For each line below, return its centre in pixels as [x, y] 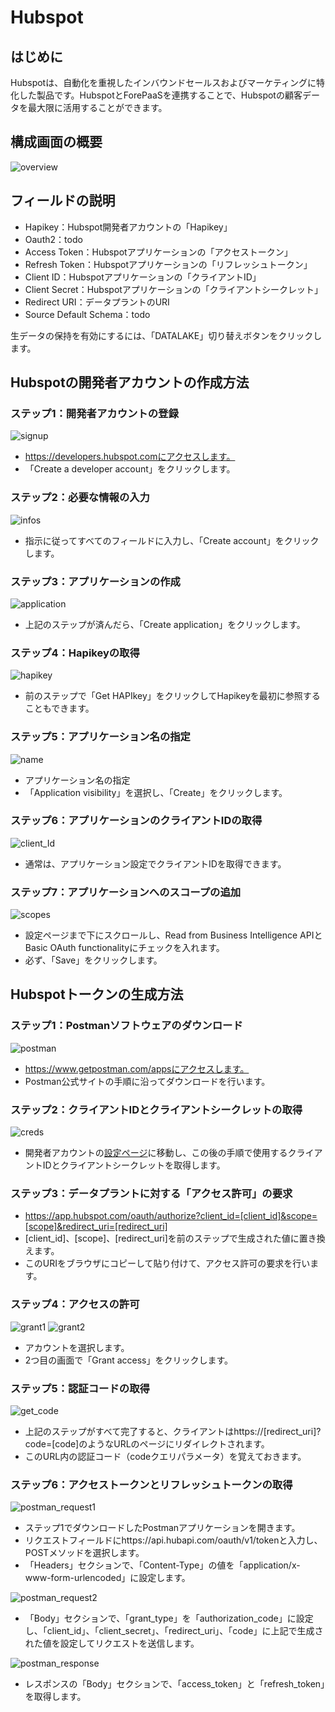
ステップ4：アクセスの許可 [75, 1304]
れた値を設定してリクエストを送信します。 [112, 1643]
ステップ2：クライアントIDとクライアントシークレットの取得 [156, 1109]
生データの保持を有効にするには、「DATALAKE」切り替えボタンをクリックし [166, 335]
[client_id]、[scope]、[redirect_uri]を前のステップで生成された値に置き [170, 1238]
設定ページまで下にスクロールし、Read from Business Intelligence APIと [173, 935]
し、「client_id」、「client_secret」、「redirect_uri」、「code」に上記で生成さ [174, 1631]
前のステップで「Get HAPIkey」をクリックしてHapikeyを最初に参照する [172, 696]
